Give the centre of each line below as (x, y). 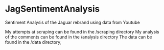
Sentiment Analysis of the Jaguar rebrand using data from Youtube (73, 22)
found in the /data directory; (34, 42)
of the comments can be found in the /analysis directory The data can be (79, 37)
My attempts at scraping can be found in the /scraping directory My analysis (82, 32)
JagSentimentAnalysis (52, 9)
